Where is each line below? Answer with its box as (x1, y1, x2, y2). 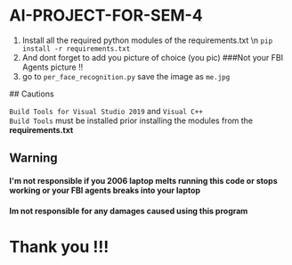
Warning (9, 151, 58, 166)
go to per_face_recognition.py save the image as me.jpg (21, 70, 231, 81)
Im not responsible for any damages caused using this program (9, 205, 248, 216)
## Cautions (9, 88, 55, 99)
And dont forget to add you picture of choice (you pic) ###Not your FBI (21, 52, 283, 62)
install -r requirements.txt (21, 44, 131, 54)
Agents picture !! (21, 62, 84, 72)
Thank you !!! (9, 236, 109, 257)
